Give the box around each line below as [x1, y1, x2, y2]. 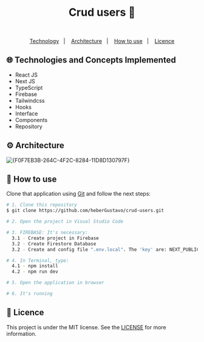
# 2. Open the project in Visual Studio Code [6, 219, 123, 225]
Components [15, 116, 48, 123]
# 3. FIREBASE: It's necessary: [6, 230, 88, 236]
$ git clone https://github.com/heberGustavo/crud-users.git [6, 208, 165, 214]
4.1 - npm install [12, 263, 59, 269]
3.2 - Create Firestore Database [12, 241, 97, 247]
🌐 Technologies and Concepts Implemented [6, 55, 176, 66]
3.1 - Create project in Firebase [12, 235, 99, 241]
